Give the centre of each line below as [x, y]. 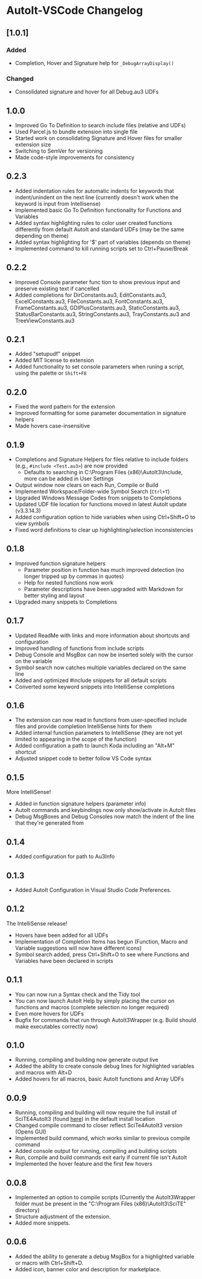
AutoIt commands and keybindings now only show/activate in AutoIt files [105, 810]
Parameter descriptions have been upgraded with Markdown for [104, 589]
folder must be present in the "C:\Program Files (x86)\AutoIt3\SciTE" [100, 1204]
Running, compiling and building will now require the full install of [96, 1112]
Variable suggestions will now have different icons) [78, 948]
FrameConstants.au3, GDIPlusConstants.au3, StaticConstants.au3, [98, 308]
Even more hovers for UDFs [49, 1014]
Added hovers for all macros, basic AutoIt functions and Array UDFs [99, 1079]
